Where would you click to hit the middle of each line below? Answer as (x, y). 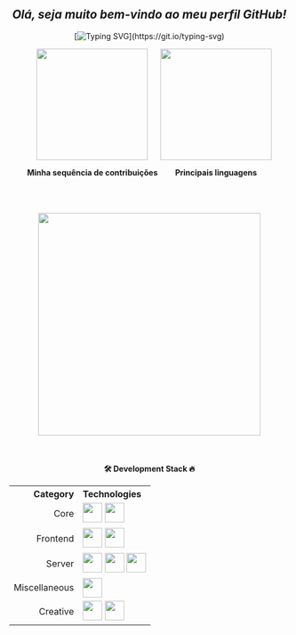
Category (54, 493)
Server (60, 564)
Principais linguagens (216, 172)
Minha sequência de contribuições (92, 172)
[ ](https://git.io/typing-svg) (149, 36)
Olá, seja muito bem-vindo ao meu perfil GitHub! (149, 15)
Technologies (112, 493)
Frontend (55, 539)
